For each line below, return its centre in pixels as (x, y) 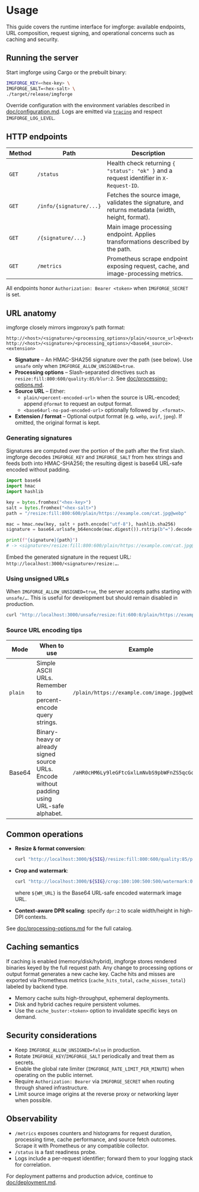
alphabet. (49, 813)
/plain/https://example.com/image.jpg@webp (135, 693)
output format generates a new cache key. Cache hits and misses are (91, 974)
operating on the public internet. (54, 1075)
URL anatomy (31, 313)
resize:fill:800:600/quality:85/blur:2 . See (70, 379)
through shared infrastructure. (52, 1087)
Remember (52, 685)
